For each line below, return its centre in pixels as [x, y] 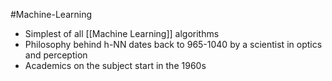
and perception [56, 55]
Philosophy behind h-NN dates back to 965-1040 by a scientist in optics [173, 44]
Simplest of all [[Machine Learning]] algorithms [122, 33]
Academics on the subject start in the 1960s [115, 65]
